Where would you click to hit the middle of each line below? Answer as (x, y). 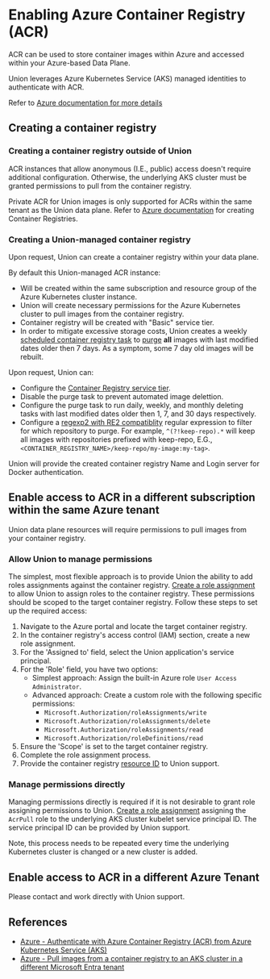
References (38, 922)
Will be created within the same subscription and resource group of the (138, 288)
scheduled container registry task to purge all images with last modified (139, 340)
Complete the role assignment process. (85, 755)
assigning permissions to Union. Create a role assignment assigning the (127, 810)
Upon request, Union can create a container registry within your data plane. (134, 256)
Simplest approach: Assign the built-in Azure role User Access (135, 678)
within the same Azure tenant (84, 510)
